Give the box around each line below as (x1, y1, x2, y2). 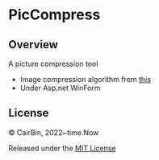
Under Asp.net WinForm (19, 83, 101, 92)
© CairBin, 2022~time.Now (8, 127, 99, 137)
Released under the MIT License (8, 143, 116, 153)
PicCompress (8, 6, 101, 24)
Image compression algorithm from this (19, 75, 152, 84)
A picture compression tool (8, 59, 98, 68)
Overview (8, 38, 59, 51)
